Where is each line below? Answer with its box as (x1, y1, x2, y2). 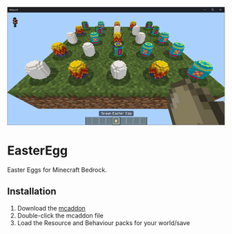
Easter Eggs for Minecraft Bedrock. (7, 166, 107, 174)
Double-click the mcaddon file (17, 211, 104, 220)
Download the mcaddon (17, 204, 86, 212)
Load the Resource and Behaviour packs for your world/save (17, 218, 191, 227)
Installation (7, 186, 57, 197)
